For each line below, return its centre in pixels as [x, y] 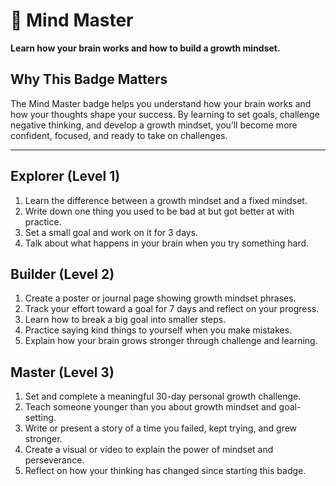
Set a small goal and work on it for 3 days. [111, 232]
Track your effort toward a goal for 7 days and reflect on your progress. [172, 309]
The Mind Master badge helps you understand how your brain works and [161, 103]
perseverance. [54, 460]
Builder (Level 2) [62, 274]
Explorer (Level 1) [65, 176]
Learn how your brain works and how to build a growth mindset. [145, 48]
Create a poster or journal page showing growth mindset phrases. [160, 298]
